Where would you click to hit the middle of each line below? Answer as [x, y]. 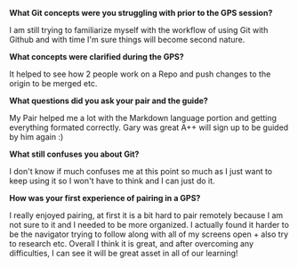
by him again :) [36, 137]
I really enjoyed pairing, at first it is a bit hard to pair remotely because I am [146, 215]
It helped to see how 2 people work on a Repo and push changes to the [140, 74]
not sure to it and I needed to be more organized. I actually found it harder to [149, 225]
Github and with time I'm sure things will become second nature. [127, 40]
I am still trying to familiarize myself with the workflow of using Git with [139, 30]
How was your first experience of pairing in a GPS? [105, 198]
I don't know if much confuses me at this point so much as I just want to [141, 171]
